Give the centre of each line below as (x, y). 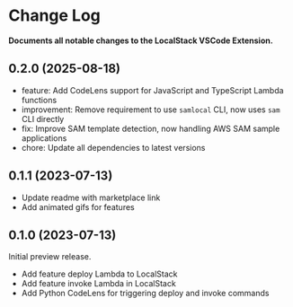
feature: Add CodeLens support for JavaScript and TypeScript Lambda (152, 90)
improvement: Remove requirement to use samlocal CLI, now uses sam (151, 110)
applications (44, 138)
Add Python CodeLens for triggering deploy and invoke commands (145, 294)
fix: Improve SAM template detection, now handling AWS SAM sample (151, 128)
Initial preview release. (50, 257)
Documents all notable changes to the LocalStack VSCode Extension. (141, 40)
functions (39, 100)
